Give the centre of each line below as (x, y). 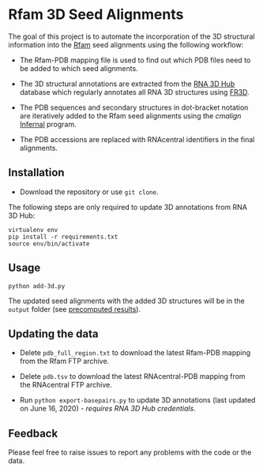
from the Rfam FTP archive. (64, 361)
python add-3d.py (37, 286)
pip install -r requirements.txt (63, 237)
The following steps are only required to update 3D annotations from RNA (128, 207)
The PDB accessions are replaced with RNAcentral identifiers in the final (137, 139)
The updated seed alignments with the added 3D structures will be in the (126, 301)
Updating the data (53, 333)
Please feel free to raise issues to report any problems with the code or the (130, 452)
